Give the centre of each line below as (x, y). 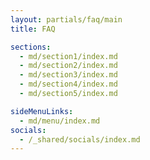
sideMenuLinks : (42, 111)
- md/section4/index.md (68, 84)
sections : (31, 47)
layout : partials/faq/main (66, 19)
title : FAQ (33, 29)
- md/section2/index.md (68, 66)
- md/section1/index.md (68, 56)
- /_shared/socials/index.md (80, 139)
